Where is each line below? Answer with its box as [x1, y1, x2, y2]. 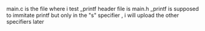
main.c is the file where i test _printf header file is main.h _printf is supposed [6, 5, 199, 12]
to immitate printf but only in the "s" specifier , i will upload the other [6, 12, 179, 19]
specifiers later [6, 18, 44, 25]
